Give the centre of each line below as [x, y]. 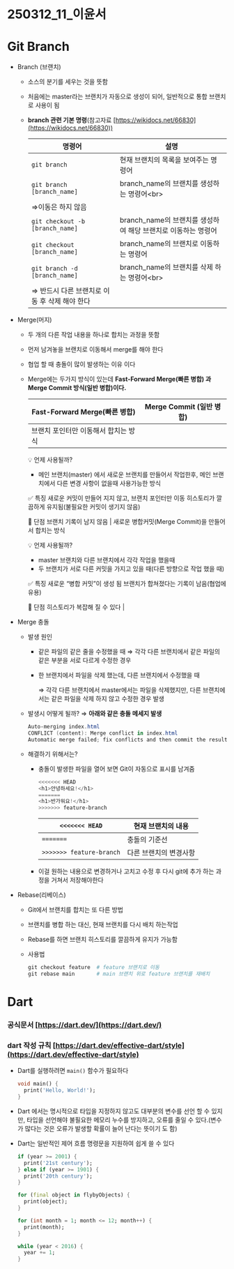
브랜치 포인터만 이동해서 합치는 [79, 431]
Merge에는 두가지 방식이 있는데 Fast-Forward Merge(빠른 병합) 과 [119, 379]
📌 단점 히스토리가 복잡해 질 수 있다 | [76, 607]
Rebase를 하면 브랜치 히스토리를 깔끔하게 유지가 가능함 [102, 940]
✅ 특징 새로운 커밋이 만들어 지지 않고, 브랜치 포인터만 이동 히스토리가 [121, 498]
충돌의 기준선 [148, 840]
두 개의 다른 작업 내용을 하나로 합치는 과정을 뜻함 [94, 335]
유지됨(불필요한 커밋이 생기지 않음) [93, 507]
